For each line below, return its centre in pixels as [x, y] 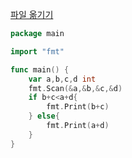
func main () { [40, 69]
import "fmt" [37, 51]
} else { [44, 116]
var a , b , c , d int [62, 79]
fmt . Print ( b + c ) [78, 107]
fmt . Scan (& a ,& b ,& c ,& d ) [75, 88]
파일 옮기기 [32, 14]
